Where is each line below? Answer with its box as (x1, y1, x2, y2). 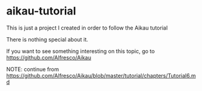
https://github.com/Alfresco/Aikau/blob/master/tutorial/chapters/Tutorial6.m (6, 72, 196, 79)
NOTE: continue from (6, 65, 59, 73)
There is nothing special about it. (6, 36, 89, 43)
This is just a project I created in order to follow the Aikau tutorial (6, 24, 168, 31)
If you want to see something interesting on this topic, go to (6, 47, 155, 55)
